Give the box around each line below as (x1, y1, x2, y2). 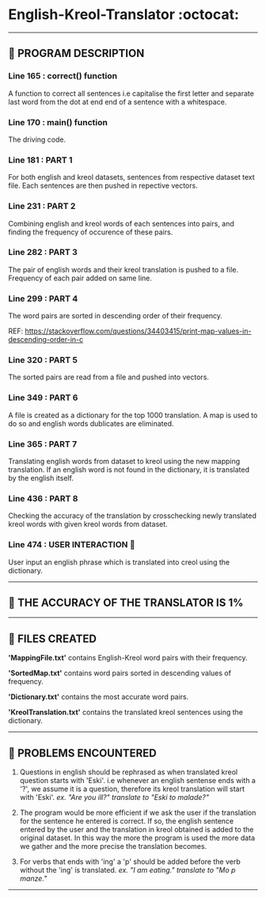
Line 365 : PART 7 (8, 438, 78, 449)
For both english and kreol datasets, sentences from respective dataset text (8, 173, 255, 182)
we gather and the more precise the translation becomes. (19, 842, 207, 851)
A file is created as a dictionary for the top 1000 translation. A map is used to (8, 410, 258, 420)
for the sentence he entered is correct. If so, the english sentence (19, 816, 234, 826)
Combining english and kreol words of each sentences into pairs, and (8, 219, 235, 228)
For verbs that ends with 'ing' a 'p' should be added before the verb (19, 857, 241, 866)
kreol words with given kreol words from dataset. (8, 519, 168, 529)
